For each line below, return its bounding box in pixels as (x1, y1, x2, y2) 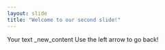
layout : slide (7, 10, 48, 17)
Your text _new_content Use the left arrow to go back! (7, 35, 159, 43)
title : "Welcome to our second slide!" (7, 16, 121, 23)
